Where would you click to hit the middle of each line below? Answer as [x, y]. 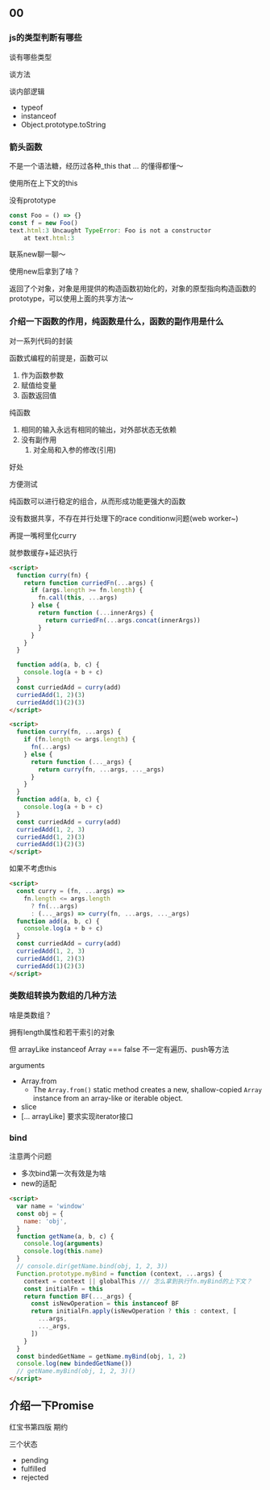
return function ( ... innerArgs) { [96, 613]
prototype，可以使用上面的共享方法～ [71, 298]
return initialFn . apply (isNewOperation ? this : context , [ [133, 1311]
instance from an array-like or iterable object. [108, 1098]
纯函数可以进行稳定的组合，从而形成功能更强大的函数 [98, 501]
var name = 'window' [51, 1206]
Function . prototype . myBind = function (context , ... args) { [119, 1274]
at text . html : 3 [49, 238]
